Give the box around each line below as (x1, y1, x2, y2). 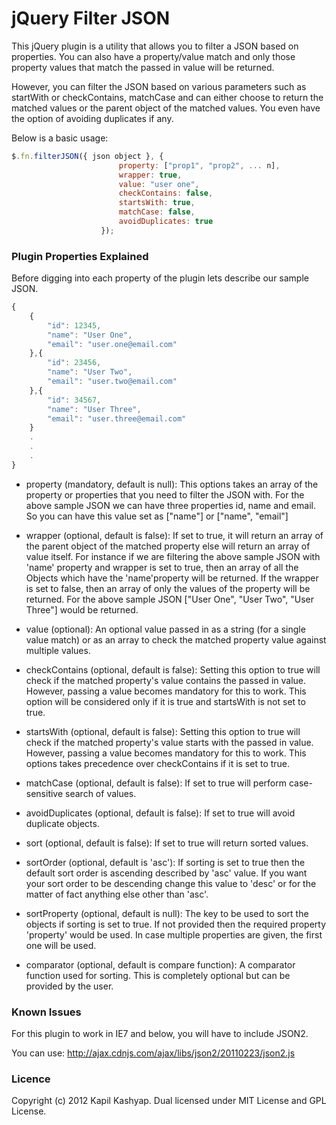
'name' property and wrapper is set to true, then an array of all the (25, 561, 299, 573)
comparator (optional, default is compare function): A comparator (25, 958, 296, 971)
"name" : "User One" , (47, 330, 133, 340)
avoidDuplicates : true (118, 217, 214, 227)
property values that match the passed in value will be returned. (11, 61, 275, 73)
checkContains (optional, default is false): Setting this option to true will (25, 663, 321, 676)
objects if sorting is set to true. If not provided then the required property (25, 918, 327, 930)
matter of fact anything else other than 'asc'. (25, 888, 209, 900)
